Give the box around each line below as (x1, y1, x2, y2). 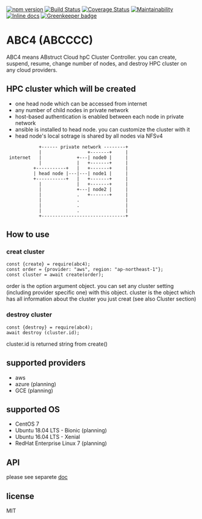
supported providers (6, 358, 86, 368)
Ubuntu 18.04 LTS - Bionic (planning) (15, 427, 107, 434)
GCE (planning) (15, 387, 53, 394)
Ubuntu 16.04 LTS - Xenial (15, 434, 80, 441)
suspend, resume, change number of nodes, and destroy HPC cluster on (6, 59, 187, 67)
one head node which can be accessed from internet (15, 100, 148, 107)
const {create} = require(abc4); (6, 261, 91, 267)
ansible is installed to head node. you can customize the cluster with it (15, 126, 191, 133)
